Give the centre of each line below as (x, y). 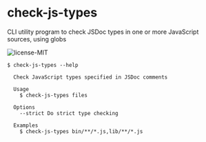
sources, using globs (37, 39)
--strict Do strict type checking (69, 113)
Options (24, 107)
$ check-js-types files (54, 95)
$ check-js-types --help (43, 65)
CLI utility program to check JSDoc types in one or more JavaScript (103, 32)
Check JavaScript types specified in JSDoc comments (91, 77)
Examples (26, 125)
